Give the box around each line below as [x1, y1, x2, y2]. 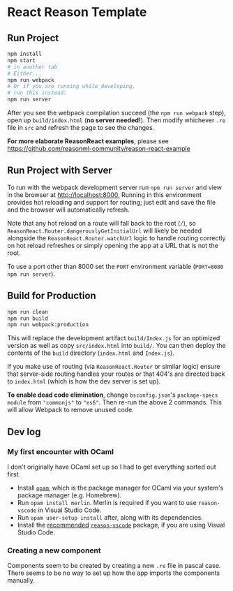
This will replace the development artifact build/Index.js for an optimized [7, 334, 220, 342]
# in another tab [7, 64, 58, 71]
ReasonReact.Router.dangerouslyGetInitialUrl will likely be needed [7, 226, 202, 235]
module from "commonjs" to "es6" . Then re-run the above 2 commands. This [7, 398, 222, 407]
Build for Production [7, 290, 96, 302]
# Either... [7, 70, 42, 77]
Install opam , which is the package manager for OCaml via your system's [17, 483, 224, 492]
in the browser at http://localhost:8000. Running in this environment [7, 190, 202, 199]
